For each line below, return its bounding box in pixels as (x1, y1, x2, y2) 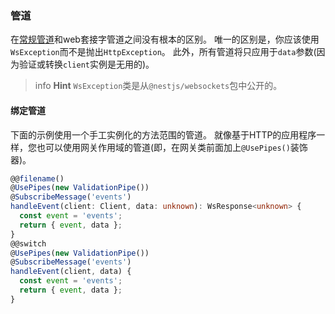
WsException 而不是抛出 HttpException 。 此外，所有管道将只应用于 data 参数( (10, 46, 317, 58)
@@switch (10, 238, 47, 249)
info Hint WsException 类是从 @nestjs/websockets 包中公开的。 (34, 80, 283, 92)
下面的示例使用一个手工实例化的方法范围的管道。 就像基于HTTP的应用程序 (10, 128, 317, 141)
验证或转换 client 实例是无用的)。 (18, 58, 155, 71)
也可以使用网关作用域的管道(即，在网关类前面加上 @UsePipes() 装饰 (36, 141, 308, 153)
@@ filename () (10, 173, 65, 184)
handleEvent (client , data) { (10, 267, 132, 277)
